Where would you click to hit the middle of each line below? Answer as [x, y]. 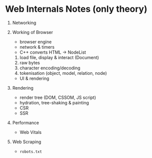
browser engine [36, 42]
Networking [24, 23]
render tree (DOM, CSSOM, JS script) [58, 97]
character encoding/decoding [50, 68]
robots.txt [31, 152]
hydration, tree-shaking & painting [54, 102]
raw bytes [30, 63]
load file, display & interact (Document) [59, 57]
